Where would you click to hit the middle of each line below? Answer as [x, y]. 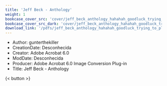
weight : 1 [15, 14]
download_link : [21, 28]
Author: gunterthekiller [35, 42]
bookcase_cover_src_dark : [32, 24]
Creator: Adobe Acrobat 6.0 [41, 53]
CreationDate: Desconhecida [42, 48]
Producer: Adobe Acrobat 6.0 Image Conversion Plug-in [70, 64]
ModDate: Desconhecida [38, 58]
